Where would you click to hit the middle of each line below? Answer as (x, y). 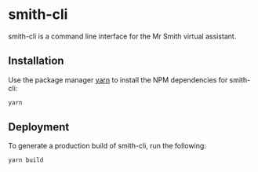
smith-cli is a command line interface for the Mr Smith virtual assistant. (122, 36)
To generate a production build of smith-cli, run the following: (107, 146)
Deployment (39, 127)
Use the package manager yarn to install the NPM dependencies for (118, 79)
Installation (36, 61)
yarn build (26, 160)
